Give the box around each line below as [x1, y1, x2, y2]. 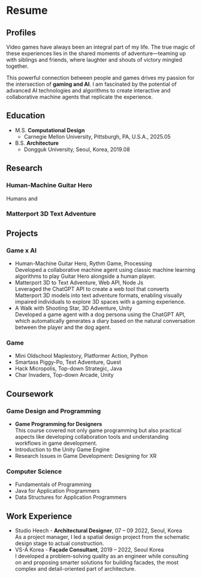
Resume [6, 4, 48, 17]
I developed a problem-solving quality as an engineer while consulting [14, 553, 189, 560]
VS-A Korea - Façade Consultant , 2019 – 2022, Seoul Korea [14, 546, 164, 553]
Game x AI [6, 246, 37, 254]
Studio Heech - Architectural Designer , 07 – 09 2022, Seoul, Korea [14, 527, 182, 534]
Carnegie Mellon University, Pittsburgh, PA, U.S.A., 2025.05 [23, 133, 171, 140]
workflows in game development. [14, 439, 98, 447]
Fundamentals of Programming [14, 481, 92, 488]
